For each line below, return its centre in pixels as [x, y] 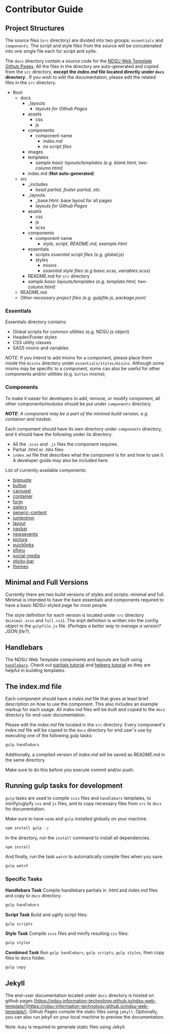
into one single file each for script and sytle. [51, 51]
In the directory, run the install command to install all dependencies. [78, 838]
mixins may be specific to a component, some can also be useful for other [83, 369]
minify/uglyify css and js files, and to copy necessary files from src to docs [83, 803]
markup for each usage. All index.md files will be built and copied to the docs [86, 710]
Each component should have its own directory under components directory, [84, 429]
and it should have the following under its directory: [59, 434]
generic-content [30, 512]
